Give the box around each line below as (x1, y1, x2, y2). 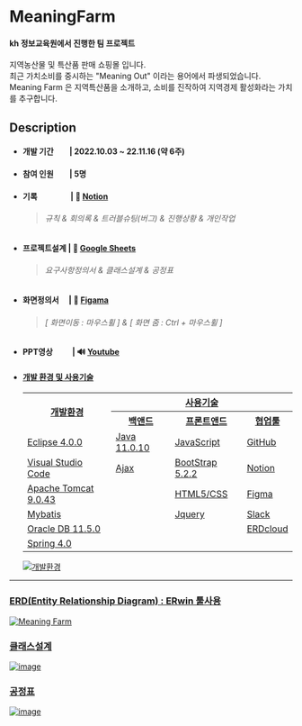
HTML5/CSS (174, 488, 228, 501)
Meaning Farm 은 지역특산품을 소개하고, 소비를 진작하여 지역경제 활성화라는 (9, 82, 277, 93)
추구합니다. (18, 93, 58, 104)
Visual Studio (26, 457, 83, 469)
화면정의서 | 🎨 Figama (22, 295, 110, 305)
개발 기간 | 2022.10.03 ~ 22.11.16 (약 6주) (22, 146, 186, 157)
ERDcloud (246, 522, 289, 535)
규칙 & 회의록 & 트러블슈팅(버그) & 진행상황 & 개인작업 (44, 213, 235, 224)
